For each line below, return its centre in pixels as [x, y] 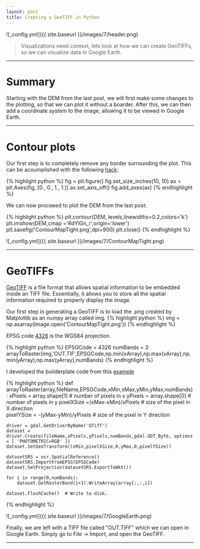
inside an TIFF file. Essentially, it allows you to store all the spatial [86, 294]
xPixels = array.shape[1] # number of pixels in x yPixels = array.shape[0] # [100, 396]
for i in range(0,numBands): [42, 478]
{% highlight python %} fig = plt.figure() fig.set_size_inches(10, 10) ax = [94, 181]
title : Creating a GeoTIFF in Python [53, 17]
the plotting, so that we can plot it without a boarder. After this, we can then [99, 104]
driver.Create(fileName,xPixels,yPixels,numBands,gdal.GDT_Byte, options [100, 436]
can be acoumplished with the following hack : [62, 170]
